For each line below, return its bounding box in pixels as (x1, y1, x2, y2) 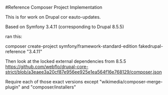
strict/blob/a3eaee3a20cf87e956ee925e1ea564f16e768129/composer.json (5, 69, 162, 75)
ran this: (5, 34, 23, 39)
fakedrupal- (138, 43, 163, 49)
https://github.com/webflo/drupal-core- (5, 64, 89, 69)
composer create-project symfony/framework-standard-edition (5, 43, 138, 49)
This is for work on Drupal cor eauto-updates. (5, 14, 101, 20)
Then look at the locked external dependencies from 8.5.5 (5, 58, 126, 64)
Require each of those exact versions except (5, 79, 99, 84)
